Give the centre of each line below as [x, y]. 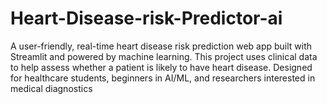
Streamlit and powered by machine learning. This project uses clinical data [164, 56]
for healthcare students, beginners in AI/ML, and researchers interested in [163, 78]
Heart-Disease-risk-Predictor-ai [146, 18]
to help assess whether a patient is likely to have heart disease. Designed [161, 67]
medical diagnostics [51, 88]
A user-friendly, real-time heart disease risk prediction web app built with [161, 46]
